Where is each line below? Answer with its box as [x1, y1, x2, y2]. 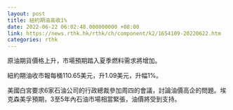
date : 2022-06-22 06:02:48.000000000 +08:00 [7, 23, 140, 30]
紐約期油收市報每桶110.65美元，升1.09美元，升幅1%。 [7, 71, 163, 80]
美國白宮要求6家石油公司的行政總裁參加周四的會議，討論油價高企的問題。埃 [7, 86, 227, 95]
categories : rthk [7, 36, 58, 43]
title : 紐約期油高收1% [7, 17, 67, 24]
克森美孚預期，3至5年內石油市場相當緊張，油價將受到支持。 [7, 95, 181, 104]
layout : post [7, 10, 46, 18]
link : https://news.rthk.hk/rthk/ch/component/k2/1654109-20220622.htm [7, 29, 221, 37]
